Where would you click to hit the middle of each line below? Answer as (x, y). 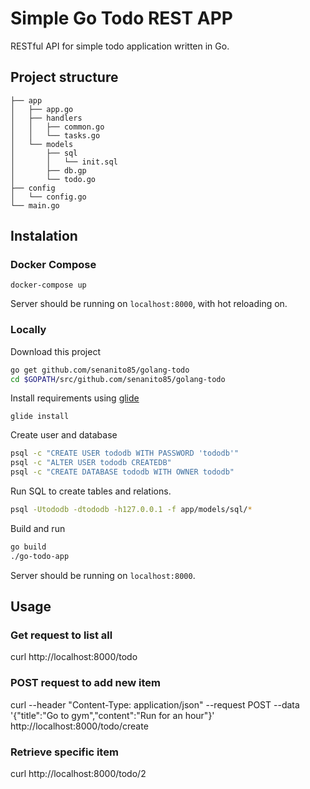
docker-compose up (48, 285)
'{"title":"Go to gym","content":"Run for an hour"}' (112, 715)
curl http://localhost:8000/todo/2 (78, 774)
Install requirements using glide (75, 398)
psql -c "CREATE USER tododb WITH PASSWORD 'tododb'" (125, 453)
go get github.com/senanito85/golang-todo (100, 370)
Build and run (38, 528)
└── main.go (35, 205)
